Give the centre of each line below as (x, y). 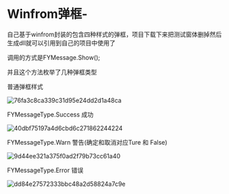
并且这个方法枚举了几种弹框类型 (52, 72)
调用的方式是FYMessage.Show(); (54, 57)
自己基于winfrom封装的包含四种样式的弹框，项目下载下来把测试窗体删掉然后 (114, 34)
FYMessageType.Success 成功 (50, 114)
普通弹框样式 (25, 86)
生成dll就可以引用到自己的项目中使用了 (62, 43)
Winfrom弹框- (47, 14)
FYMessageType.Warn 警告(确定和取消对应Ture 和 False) (87, 142)
